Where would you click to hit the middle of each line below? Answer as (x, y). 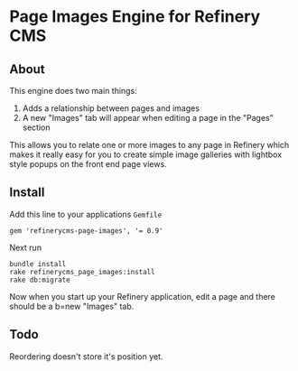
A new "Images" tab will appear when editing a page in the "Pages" (148, 118)
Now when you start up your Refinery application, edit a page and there (142, 296)
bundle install (38, 264)
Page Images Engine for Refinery (135, 17)
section (36, 127)
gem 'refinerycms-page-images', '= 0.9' (87, 231)
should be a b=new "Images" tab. (72, 306)
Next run (26, 247)
